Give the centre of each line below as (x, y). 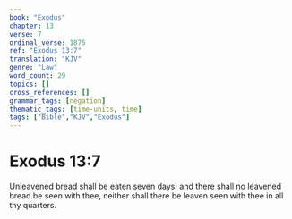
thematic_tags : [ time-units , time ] (76, 109)
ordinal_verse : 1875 (48, 42)
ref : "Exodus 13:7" (46, 51)
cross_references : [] (50, 92)
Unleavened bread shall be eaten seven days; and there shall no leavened (146, 186)
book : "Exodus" (38, 17)
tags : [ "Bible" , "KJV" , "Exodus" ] (69, 117)
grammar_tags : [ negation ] (57, 101)
